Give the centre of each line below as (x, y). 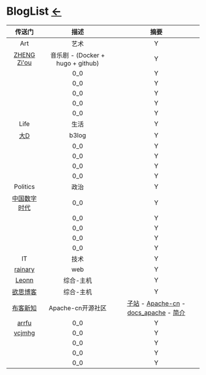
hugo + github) (78, 63)
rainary (25, 269)
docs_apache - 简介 (156, 312)
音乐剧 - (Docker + (78, 55)
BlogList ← (34, 11)
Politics (24, 186)
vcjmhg (25, 333)
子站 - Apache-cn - (156, 303)
